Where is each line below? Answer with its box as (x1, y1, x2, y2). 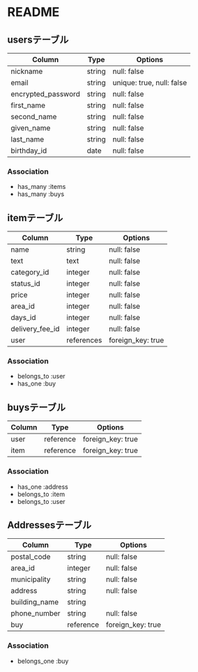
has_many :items (17, 183, 66, 191)
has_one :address (17, 482, 68, 491)
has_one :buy (17, 379, 56, 388)
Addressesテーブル (7, 519, 92, 530)
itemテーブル (7, 212, 63, 224)
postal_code (10, 552, 51, 562)
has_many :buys (17, 190, 65, 199)
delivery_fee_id (10, 324, 60, 334)
